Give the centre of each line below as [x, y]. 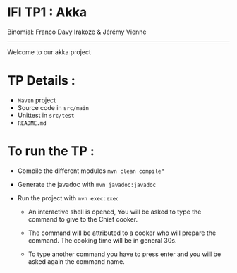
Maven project [37, 100]
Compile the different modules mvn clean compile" [91, 171]
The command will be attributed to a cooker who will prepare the [122, 233]
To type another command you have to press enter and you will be [124, 254]
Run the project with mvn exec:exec [68, 198]
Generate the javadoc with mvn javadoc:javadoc [87, 184]
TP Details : [41, 81]
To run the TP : [51, 151]
